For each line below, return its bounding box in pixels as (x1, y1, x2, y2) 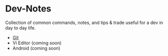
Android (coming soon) (12, 45, 60, 51)
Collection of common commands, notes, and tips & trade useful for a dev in (5, 19, 163, 25)
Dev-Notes (5, 3, 52, 14)
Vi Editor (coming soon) (12, 39, 62, 45)
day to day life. (5, 24, 36, 30)
